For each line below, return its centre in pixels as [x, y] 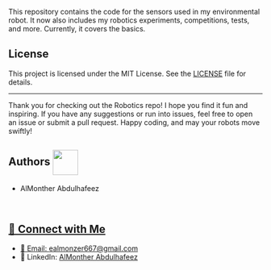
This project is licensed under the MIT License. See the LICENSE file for [127, 73]
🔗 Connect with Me [57, 229]
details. [21, 82]
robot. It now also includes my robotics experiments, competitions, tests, [129, 20]
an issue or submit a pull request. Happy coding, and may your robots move [134, 122]
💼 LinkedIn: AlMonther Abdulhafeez [79, 257]
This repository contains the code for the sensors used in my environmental [134, 12]
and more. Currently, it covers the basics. [77, 29]
